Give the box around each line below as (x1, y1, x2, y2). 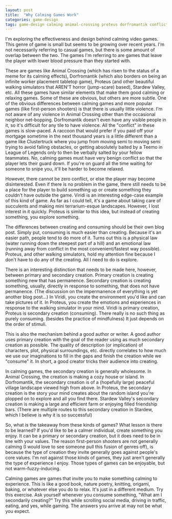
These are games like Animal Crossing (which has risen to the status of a (5, 68, 159, 74)
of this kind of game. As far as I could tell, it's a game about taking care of (5, 198, 161, 204)
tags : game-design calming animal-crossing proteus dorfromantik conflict (5, 22, 168, 27)
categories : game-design (5, 17, 58, 22)
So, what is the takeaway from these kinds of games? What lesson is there (5, 422, 162, 428)
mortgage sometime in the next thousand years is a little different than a (5, 133, 157, 139)
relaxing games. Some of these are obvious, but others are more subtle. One (5, 95, 166, 101)
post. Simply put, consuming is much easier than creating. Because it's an (5, 229, 161, 236)
